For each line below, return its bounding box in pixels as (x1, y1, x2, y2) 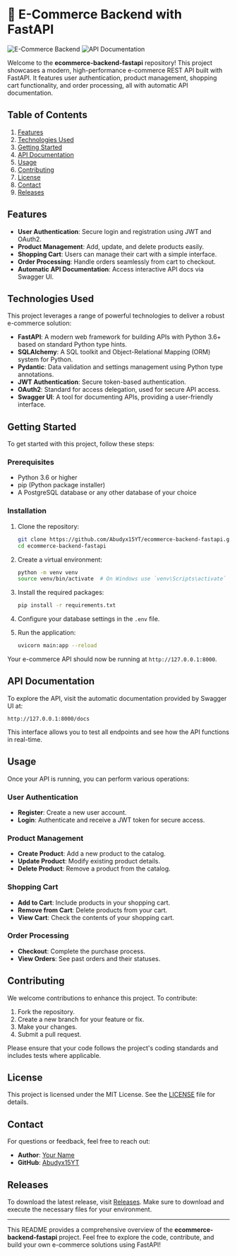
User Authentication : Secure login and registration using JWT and (17, 227, 212, 235)
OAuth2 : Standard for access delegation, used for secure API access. (17, 385, 221, 394)
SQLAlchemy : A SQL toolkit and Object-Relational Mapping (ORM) (17, 348, 211, 356)
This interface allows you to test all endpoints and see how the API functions (7, 728, 229, 736)
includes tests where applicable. (7, 1051, 102, 1059)
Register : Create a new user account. (17, 808, 127, 816)
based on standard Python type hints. (17, 340, 127, 349)
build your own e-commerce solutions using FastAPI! (7, 1240, 161, 1249)
